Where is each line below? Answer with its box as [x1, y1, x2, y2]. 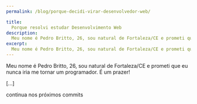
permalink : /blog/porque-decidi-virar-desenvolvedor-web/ [6, 8, 151, 15]
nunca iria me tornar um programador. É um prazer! [6, 68, 130, 75]
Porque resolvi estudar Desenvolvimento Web [11, 25, 122, 30]
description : [6, 30, 38, 36]
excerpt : [6, 41, 28, 47]
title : [6, 19, 22, 25]
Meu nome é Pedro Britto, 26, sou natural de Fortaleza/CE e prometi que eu [6, 62, 188, 69]
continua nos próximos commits [6, 91, 83, 98]
